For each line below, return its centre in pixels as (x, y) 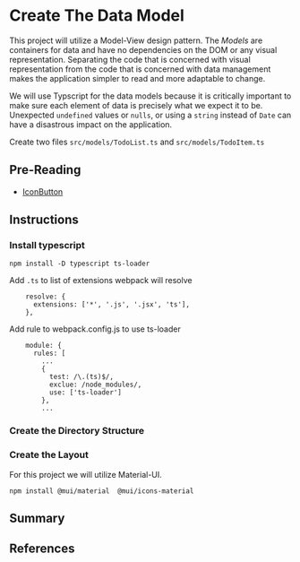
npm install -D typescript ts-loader (80, 264)
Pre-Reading (45, 170)
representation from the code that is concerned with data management (140, 69)
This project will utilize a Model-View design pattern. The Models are (136, 40)
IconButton (43, 191)
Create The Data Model (97, 16)
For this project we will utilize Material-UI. (86, 474)
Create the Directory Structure (77, 431)
